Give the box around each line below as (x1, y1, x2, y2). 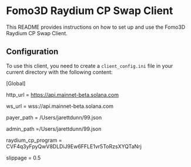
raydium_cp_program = (6, 137, 63, 144)
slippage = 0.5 (6, 154, 41, 161)
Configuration (6, 47, 59, 57)
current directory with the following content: (6, 69, 113, 76)
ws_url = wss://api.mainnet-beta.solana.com (6, 103, 113, 110)
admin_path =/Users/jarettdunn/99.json (6, 125, 102, 132)
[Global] (6, 80, 26, 87)
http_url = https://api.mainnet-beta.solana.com (6, 91, 119, 98)
